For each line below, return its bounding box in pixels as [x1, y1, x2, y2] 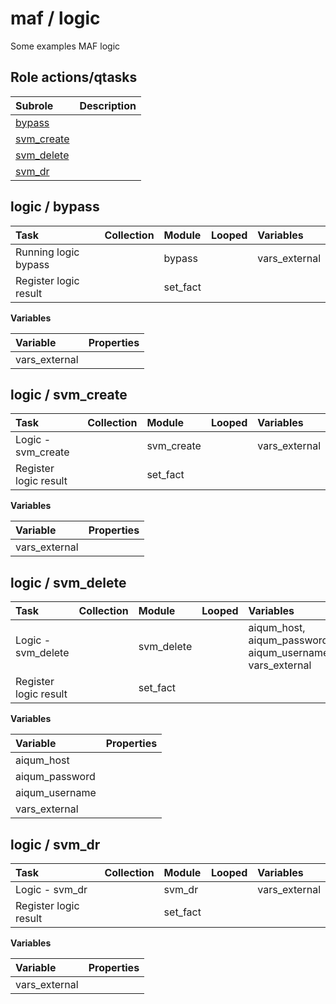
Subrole [15, 98, 54, 112]
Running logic [15, 245, 80, 259]
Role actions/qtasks [10, 69, 138, 86]
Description [79, 98, 137, 112]
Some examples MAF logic [10, 40, 121, 52]
